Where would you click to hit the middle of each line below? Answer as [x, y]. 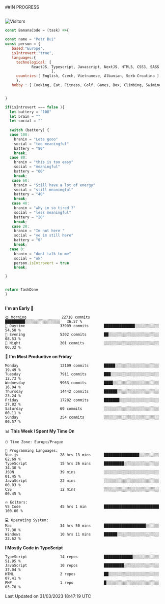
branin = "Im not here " [39, 231]
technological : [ [34, 62]
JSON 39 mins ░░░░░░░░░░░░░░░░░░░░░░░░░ [82, 472]
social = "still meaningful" [44, 190]
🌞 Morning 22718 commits [48, 317]
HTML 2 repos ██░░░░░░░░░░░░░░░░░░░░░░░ [82, 574]
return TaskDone [22, 290]
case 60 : [20, 180]
